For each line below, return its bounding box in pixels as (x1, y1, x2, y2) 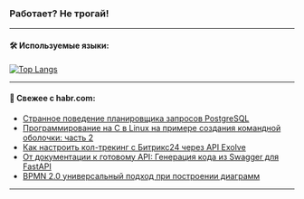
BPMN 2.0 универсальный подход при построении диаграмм (22, 170, 261, 181)
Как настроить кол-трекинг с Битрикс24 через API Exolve (22, 141, 246, 152)
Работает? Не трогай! (9, 7, 109, 20)
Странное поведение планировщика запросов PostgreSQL (22, 112, 250, 124)
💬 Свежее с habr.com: (9, 93, 96, 104)
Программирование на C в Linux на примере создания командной (22, 122, 281, 133)
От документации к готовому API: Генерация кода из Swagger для (22, 151, 280, 162)
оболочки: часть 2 (22, 132, 94, 143)
